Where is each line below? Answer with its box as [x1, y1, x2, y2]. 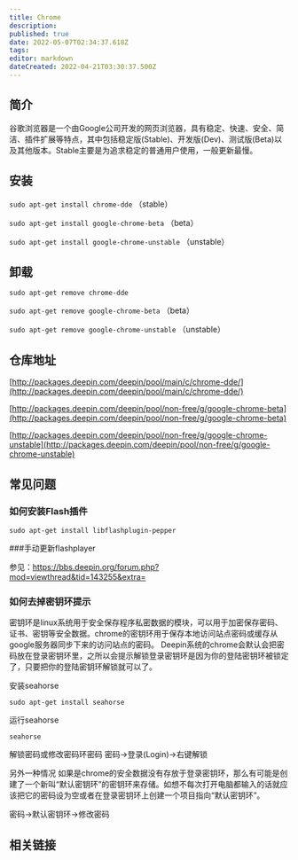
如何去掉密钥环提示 [9, 595, 91, 607]
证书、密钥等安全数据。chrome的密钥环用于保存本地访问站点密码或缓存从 [9, 629, 278, 639]
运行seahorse [9, 715, 59, 725]
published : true [9, 29, 69, 38]
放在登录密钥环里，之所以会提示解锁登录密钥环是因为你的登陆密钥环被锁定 [16, 651, 289, 661]
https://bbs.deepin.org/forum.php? [32, 561, 160, 572]
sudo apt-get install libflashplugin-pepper [9, 526, 176, 535]
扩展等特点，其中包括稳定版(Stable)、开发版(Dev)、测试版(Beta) [39, 134, 275, 145]
